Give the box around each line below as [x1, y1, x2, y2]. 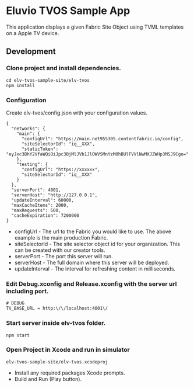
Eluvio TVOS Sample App [6, 4, 130, 18]
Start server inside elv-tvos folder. [6, 319, 106, 327]
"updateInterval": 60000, [11, 197, 75, 203]
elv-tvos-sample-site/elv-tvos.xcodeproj [6, 359, 108, 365]
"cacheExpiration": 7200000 [11, 212, 80, 219]
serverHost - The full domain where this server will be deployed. [14, 259, 170, 266]
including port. [6, 287, 49, 295]
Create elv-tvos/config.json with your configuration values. [6, 109, 147, 116]
